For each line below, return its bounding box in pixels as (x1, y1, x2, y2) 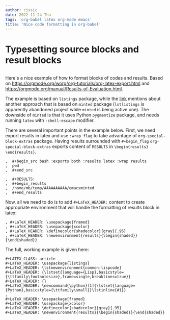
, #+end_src (5, 167, 33, 173)
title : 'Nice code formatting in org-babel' (5, 21, 101, 27)
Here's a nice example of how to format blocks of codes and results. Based (5, 75, 163, 81)
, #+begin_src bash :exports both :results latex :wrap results (5, 159, 147, 164)
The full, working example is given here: (5, 246, 89, 253)
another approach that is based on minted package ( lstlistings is (5, 101, 145, 107)
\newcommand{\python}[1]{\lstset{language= (41, 283, 136, 288)
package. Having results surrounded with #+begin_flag (34, 138, 149, 144)
